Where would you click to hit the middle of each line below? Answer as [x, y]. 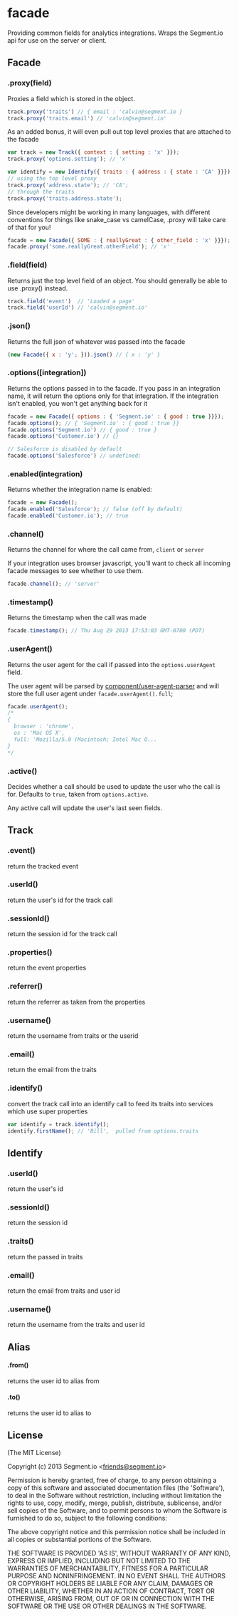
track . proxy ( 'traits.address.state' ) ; [65, 198]
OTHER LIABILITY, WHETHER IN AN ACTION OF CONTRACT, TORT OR [111, 1591]
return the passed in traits [45, 1256]
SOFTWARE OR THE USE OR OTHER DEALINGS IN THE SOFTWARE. [107, 1606]
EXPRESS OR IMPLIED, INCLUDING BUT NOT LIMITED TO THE [99, 1560]
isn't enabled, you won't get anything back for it [78, 403]
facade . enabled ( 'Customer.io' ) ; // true [68, 516]
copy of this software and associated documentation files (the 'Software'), [116, 1488]
